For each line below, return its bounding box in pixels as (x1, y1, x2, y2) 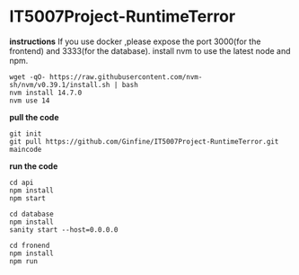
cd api (9, 178, 34, 187)
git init (9, 129, 42, 138)
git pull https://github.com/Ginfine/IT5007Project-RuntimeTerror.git (9, 137, 279, 146)
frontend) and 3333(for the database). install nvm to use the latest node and (9, 45, 291, 56)
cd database (9, 209, 54, 218)
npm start (9, 193, 47, 203)
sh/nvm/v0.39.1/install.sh (9, 80, 110, 89)
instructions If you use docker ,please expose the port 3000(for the (9, 36, 261, 47)
